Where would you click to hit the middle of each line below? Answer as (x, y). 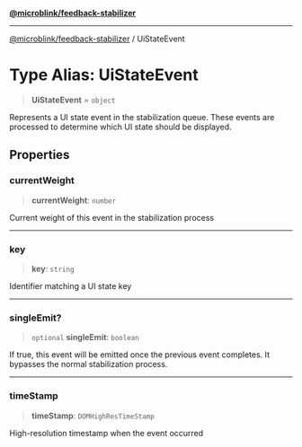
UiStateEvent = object (73, 100)
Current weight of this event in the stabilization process (111, 217)
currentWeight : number (74, 200)
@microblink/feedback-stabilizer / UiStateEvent (98, 39)
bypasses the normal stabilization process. (89, 364)
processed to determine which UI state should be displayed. (120, 127)
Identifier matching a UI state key (71, 285)
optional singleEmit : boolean (85, 337)
